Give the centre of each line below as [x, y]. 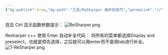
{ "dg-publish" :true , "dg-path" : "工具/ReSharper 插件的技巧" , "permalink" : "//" [84, 10]
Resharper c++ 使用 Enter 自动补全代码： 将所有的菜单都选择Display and [80, 35]
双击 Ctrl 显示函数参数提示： [34, 24]
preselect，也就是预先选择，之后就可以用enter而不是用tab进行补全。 [76, 41]
